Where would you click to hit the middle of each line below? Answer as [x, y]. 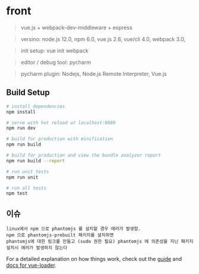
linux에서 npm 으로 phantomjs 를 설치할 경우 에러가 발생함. [74, 229]
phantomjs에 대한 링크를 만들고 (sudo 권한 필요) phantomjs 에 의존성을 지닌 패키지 [100, 242]
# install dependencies [36, 106]
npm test [17, 193]
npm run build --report [36, 161]
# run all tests [26, 188]
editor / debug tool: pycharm [56, 62]
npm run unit [22, 177]
